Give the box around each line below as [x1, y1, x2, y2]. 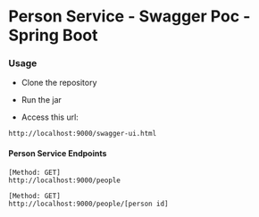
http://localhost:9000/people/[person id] [8, 199, 169, 208]
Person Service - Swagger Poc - [8, 6, 251, 27]
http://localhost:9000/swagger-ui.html [8, 129, 157, 138]
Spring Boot [8, 25, 98, 46]
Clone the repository [21, 78, 97, 88]
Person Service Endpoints [8, 148, 107, 159]
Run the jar [21, 95, 62, 105]
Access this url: [21, 112, 79, 122]
